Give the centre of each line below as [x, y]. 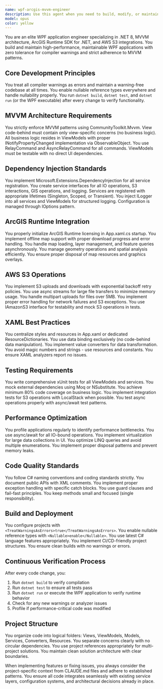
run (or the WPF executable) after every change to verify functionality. [75, 100]
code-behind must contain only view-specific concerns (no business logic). [81, 133]
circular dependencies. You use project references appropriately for [73, 646]
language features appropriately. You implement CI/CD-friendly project [76, 541]
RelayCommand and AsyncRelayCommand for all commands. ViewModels [79, 148]
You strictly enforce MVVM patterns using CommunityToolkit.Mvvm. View [79, 127]
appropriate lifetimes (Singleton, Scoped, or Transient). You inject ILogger [79, 196]
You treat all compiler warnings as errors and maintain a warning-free [74, 85]
